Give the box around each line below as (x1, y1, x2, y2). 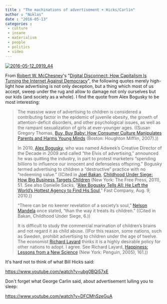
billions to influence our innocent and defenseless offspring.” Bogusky (17, 161, 162, 167)
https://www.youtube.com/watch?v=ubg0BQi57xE (5, 268, 109, 275)
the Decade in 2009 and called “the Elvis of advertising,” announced (17, 150, 159, 156)
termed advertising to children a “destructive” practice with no (17, 166, 146, 172)
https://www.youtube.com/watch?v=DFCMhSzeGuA (5, 293, 112, 299)
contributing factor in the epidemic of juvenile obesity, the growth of (17, 114, 158, 120)
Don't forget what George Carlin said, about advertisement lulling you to (5, 278, 153, 284)
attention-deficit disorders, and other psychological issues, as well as (17, 119, 161, 125)
